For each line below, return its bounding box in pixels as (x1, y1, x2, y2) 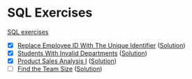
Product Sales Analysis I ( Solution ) (17, 57, 117, 65)
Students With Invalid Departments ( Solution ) (17, 49, 148, 57)
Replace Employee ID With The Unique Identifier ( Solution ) (17, 41, 186, 49)
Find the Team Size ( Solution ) (17, 64, 103, 73)
